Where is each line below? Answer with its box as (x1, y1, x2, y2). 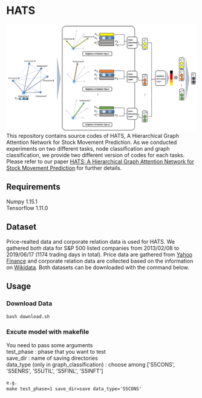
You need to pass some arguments (6, 341, 93, 348)
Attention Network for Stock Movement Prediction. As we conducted (6, 139, 177, 146)
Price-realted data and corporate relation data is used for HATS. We (6, 238, 175, 245)
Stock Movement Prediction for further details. (6, 164, 122, 171)
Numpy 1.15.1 (6, 198, 37, 205)
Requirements (6, 182, 60, 192)
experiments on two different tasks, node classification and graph (6, 145, 170, 152)
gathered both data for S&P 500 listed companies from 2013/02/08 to (6, 244, 180, 252)
